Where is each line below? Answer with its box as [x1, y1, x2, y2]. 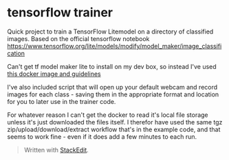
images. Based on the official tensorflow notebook [7, 34, 150, 42]
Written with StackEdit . [23, 146, 89, 154]
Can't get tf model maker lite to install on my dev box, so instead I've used [7, 62, 217, 70]
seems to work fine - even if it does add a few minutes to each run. [7, 132, 197, 141]
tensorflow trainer [7, 5, 113, 21]
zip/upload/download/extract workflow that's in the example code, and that [7, 125, 221, 133]
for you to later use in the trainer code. [7, 97, 116, 105]
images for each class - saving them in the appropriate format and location [7, 90, 219, 98]
